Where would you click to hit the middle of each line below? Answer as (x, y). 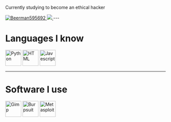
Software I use (36, 90)
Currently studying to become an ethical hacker (55, 7)
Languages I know (45, 39)
